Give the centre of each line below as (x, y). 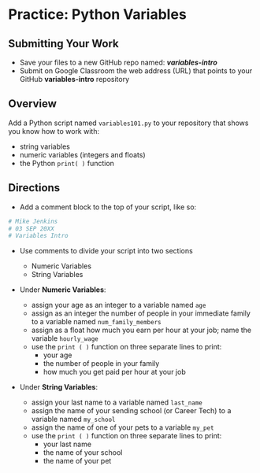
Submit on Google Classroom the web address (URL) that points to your (136, 71)
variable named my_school (73, 419)
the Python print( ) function (67, 163)
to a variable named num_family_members (96, 322)
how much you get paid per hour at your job (115, 372)
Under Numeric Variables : (63, 290)
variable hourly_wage (65, 338)
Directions (34, 188)
